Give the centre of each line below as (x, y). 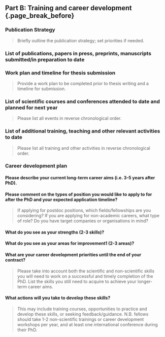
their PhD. (27, 330)
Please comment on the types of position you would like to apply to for (79, 194)
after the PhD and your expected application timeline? (61, 200)
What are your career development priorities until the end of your (73, 255)
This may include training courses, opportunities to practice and (82, 309)
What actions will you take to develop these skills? (58, 298)
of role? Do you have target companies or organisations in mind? (83, 221)
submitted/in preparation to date (45, 60)
